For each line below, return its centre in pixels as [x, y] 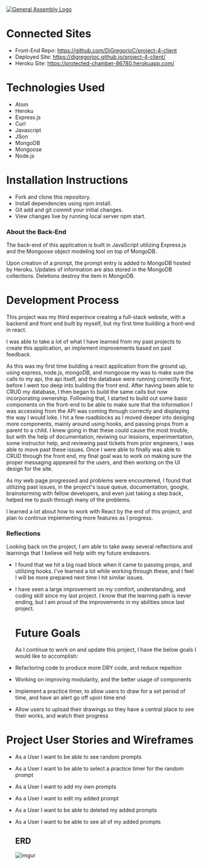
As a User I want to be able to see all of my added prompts [88, 822]
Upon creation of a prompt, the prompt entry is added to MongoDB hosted [99, 263]
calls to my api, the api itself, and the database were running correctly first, [99, 379]
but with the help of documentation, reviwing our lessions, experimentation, [100, 437]
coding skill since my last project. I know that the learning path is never [103, 596]
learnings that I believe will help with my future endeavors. [79, 553]
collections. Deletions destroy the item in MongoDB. [71, 276]
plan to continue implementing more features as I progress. [80, 518]
